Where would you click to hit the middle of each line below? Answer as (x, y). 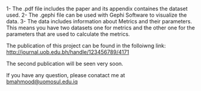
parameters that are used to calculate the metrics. (68, 34)
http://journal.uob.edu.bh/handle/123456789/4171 (68, 52)
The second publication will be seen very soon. (65, 63)
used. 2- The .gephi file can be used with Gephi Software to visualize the (97, 15)
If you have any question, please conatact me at (66, 75)
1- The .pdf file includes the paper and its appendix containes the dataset (97, 9)
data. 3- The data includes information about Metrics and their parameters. (99, 21)
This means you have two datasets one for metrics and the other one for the (101, 28)
